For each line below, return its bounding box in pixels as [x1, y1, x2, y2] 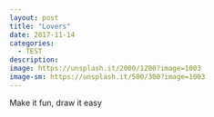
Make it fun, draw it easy [9, 97, 103, 108]
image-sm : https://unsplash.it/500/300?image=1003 [9, 73, 206, 82]
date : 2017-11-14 [9, 30, 76, 39]
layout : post [9, 13, 59, 23]
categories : [9, 38, 55, 48]
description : [9, 55, 59, 64]
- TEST [17, 47, 43, 56]
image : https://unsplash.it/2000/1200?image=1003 [9, 64, 202, 73]
